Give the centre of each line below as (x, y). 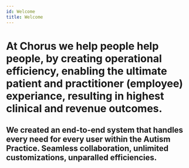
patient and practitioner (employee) (95, 83)
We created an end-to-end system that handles (95, 130)
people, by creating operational (84, 58)
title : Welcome (25, 17)
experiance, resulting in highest (85, 96)
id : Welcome (21, 11)
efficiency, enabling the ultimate (87, 71)
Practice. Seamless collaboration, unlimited (87, 148)
